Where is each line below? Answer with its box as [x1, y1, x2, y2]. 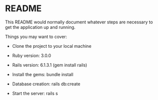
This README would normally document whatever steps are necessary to [5, 19, 153, 25]
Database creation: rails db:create [12, 81, 80, 87]
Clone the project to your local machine [12, 43, 92, 49]
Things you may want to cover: [5, 34, 67, 40]
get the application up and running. [5, 24, 76, 30]
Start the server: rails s [12, 90, 58, 96]
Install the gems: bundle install [12, 71, 74, 77]
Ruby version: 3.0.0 [12, 52, 51, 59]
